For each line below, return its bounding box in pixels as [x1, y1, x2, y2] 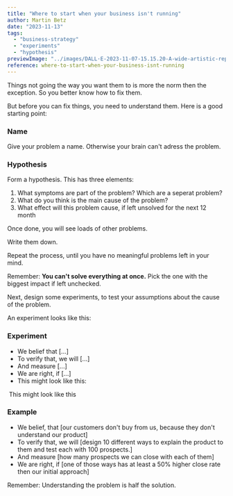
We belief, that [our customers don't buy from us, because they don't [17, 423, 215, 431]
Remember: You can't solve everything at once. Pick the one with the [7, 272, 208, 281]
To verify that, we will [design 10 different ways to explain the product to [17, 438, 224, 446]
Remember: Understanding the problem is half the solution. [7, 481, 176, 489]
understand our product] [17, 430, 88, 438]
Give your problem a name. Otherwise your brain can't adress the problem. [7, 142, 221, 150]
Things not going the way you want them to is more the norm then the [7, 81, 207, 89]
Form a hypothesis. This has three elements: [7, 175, 134, 184]
